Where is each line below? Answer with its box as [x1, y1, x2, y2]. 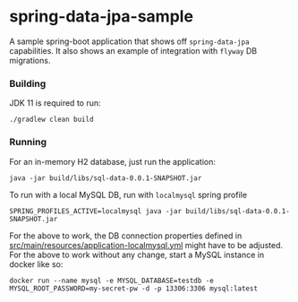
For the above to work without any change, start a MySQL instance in [9, 249, 265, 260]
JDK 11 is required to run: [9, 98, 101, 108]
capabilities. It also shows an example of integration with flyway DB [9, 45, 258, 56]
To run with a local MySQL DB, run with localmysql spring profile [9, 189, 248, 200]
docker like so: [9, 258, 64, 270]
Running [9, 136, 47, 149]
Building [9, 77, 47, 90]
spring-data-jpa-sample [9, 6, 194, 27]
